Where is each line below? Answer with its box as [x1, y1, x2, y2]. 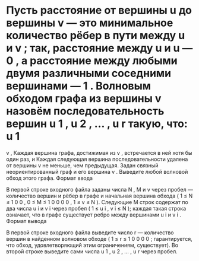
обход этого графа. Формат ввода [6, 174, 93, 182]
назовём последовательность [6, 104, 165, 118]
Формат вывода [6, 217, 47, 224]
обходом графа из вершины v [6, 92, 162, 106]
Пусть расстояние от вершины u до [6, 4, 192, 17]
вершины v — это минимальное [6, 16, 173, 30]
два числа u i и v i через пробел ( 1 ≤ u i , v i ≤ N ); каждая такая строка [6, 205, 186, 212]
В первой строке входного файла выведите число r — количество [6, 229, 174, 236]
